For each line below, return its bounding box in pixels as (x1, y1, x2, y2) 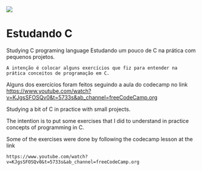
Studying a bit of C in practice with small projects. (6, 106, 131, 113)
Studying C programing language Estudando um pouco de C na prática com (6, 47, 196, 54)
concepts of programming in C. (6, 124, 84, 131)
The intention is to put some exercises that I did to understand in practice (6, 117, 189, 124)
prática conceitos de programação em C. (6, 70, 110, 76)
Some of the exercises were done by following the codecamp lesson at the (6, 135, 193, 142)
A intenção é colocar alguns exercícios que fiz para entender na (6, 65, 178, 71)
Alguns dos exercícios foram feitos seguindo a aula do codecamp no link (6, 81, 188, 88)
